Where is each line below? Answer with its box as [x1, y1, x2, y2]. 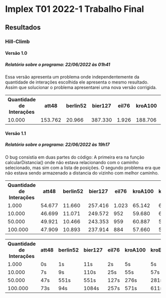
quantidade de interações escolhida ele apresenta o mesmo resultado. [5, 79, 149, 85]
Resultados [5, 23, 41, 32]
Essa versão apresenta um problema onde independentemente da [5, 74, 140, 80]
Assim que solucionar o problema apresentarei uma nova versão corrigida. [5, 85, 157, 90]
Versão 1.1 [5, 130, 26, 136]
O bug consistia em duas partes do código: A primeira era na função [5, 154, 145, 160]
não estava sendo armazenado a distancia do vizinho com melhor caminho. [5, 170, 159, 176]
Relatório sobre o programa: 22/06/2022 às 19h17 [5, 142, 110, 148]
